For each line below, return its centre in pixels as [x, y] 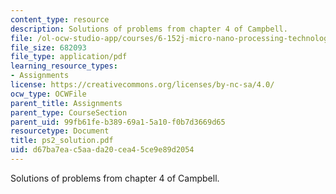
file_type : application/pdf [69, 57]
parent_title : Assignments [66, 103]
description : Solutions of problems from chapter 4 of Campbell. [149, 29]
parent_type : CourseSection [69, 112]
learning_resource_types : [64, 66]
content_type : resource [60, 19]
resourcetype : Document [60, 131]
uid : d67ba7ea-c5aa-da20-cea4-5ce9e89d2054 [102, 150]
